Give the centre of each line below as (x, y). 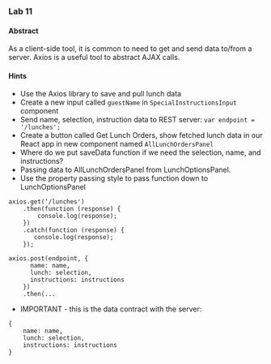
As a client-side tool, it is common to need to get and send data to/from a (130, 49)
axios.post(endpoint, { (49, 259)
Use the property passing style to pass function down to (114, 178)
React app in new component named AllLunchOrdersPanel (117, 144)
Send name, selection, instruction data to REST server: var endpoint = (137, 120)
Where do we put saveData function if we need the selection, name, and (140, 152)
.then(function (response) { (72, 209)
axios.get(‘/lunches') (47, 202)
